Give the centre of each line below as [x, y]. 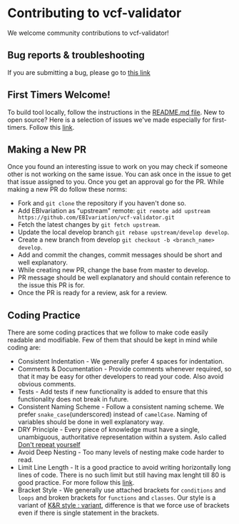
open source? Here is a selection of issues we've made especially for [109, 120]
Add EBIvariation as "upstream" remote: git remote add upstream [114, 211]
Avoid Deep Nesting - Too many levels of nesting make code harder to [121, 452]
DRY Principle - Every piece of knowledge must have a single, [108, 430]
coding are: [24, 348]
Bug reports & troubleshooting [76, 55]
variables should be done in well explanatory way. [91, 422]
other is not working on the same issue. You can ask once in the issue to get [119, 174]
